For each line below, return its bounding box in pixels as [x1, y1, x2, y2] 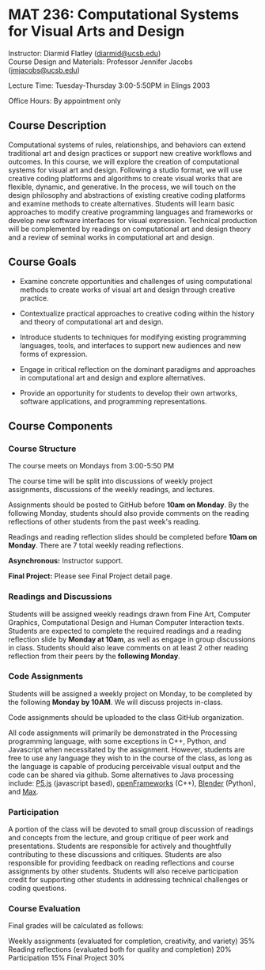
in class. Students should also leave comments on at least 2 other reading [8, 642, 249, 652]
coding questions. [8, 884, 67, 893]
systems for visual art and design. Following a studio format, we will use [8, 165, 243, 175]
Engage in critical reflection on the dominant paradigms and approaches [19, 364, 256, 373]
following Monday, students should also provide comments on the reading [8, 509, 250, 518]
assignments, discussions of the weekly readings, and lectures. [8, 485, 215, 494]
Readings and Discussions [8, 591, 112, 602]
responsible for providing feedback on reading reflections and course [8, 858, 235, 868]
